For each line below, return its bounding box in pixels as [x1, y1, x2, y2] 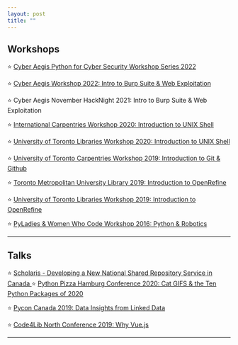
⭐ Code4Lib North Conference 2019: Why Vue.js [7, 320, 149, 329]
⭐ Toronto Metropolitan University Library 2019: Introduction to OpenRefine [7, 179, 227, 187]
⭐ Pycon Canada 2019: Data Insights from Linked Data [7, 304, 166, 312]
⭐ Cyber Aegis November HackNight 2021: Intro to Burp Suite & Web [7, 96, 208, 105]
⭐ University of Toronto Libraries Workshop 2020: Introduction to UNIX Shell [7, 137, 230, 146]
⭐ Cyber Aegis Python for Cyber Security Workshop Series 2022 [7, 62, 196, 71]
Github [7, 164, 27, 173]
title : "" [7, 17, 37, 24]
